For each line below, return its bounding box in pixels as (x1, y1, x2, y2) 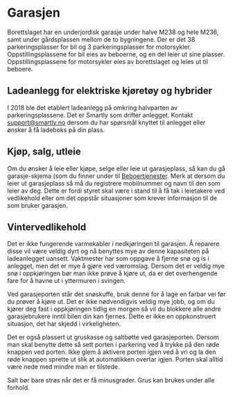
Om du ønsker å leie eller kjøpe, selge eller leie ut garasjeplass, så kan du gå (7, 164, 225, 172)
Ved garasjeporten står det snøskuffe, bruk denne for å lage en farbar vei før (7, 290, 226, 298)
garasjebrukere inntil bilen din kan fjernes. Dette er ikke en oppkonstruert (7, 312, 216, 321)
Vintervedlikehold (7, 221, 87, 233)
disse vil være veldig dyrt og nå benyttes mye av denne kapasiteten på (7, 247, 209, 255)
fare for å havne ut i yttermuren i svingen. (7, 277, 126, 285)
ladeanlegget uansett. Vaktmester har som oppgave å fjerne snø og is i (7, 254, 209, 263)
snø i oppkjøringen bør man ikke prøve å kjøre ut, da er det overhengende (7, 269, 218, 277)
